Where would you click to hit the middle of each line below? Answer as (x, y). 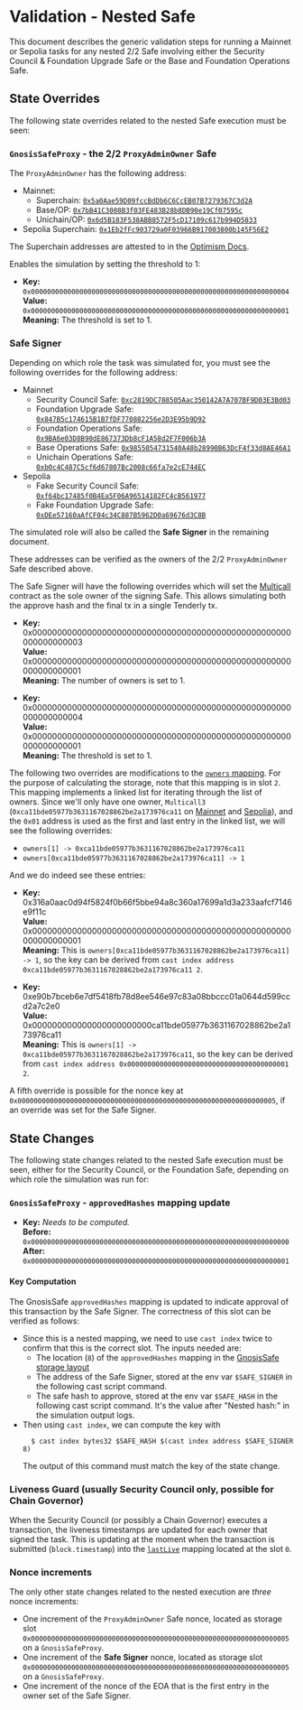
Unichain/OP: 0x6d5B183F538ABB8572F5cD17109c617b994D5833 (146, 219)
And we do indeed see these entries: (78, 875)
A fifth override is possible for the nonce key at (96, 1091)
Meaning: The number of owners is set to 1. (104, 681)
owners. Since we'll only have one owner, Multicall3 (107, 802)
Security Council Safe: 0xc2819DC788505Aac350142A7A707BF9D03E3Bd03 (163, 400)
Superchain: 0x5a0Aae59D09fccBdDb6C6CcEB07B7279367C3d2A (144, 200)
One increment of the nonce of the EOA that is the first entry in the (146, 1687)
